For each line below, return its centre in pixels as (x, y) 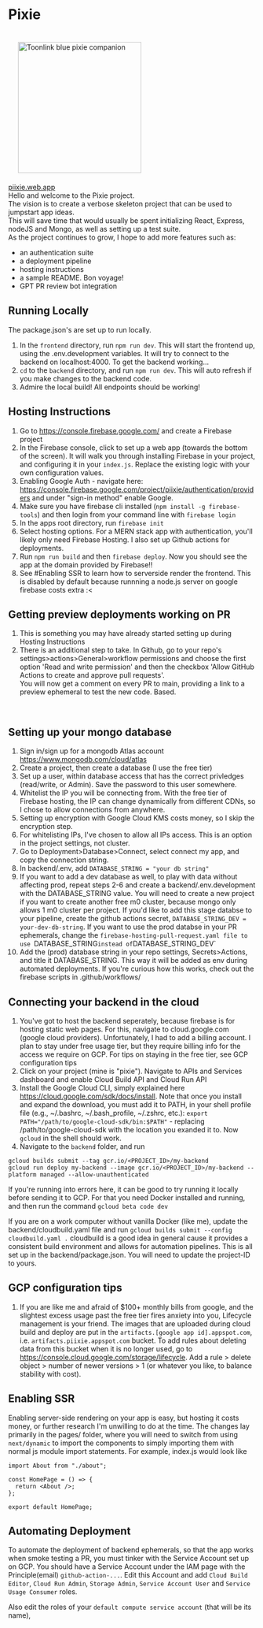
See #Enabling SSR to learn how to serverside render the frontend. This (135, 573)
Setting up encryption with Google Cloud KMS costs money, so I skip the (137, 818)
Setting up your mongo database (90, 732)
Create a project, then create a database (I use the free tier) (116, 768)
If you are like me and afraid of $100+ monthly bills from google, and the (136, 1306)
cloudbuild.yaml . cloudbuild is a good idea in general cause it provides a (128, 1238)
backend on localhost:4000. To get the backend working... (114, 362)
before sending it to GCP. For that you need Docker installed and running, (127, 1198)
